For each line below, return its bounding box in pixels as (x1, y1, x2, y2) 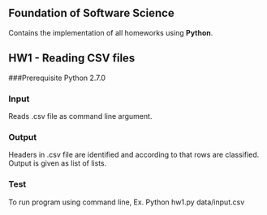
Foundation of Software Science (8, 6, 174, 20)
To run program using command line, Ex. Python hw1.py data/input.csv (8, 197, 245, 207)
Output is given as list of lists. (8, 158, 107, 168)
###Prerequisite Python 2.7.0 (8, 73, 106, 82)
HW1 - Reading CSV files (8, 52, 136, 65)
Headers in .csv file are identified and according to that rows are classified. (8, 150, 260, 160)
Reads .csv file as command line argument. (8, 111, 153, 120)
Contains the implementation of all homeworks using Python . (8, 27, 213, 37)
